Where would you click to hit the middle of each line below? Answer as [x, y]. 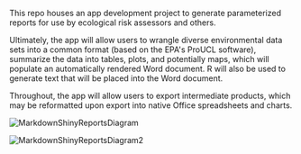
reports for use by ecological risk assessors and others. [113, 23]
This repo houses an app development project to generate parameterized [146, 13]
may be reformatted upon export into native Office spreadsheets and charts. [151, 105]
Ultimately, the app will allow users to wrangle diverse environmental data [146, 40]
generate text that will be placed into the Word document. [116, 78]
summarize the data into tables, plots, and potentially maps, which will [139, 59]
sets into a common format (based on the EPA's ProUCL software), [133, 50]
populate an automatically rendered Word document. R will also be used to [148, 68]
